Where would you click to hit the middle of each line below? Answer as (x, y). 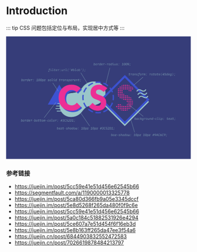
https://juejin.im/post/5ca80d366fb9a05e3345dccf (77, 199)
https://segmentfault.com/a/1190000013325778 (72, 193)
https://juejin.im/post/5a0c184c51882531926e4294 (77, 218)
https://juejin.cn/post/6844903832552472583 (71, 237)
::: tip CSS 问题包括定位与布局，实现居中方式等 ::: (65, 28)
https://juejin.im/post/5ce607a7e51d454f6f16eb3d (75, 224)
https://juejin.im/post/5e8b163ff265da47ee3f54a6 (75, 230)
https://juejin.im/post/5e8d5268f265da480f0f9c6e (76, 205)
